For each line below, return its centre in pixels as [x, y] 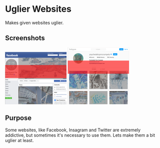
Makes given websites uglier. [34, 23]
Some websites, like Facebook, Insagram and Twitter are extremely [73, 130]
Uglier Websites [38, 9]
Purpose [18, 118]
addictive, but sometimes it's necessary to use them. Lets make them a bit [80, 135]
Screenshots [25, 38]
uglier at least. [19, 140]
